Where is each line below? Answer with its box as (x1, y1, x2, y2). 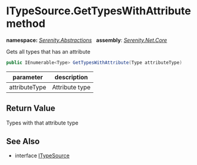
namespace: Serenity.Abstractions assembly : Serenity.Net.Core (6, 36, 168, 43)
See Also (6, 136, 40, 147)
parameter (12, 73, 43, 81)
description (54, 73, 88, 81)
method (6, 17, 46, 30)
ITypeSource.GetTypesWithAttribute (6, 4, 192, 18)
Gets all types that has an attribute (6, 48, 90, 55)
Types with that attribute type (6, 119, 79, 126)
